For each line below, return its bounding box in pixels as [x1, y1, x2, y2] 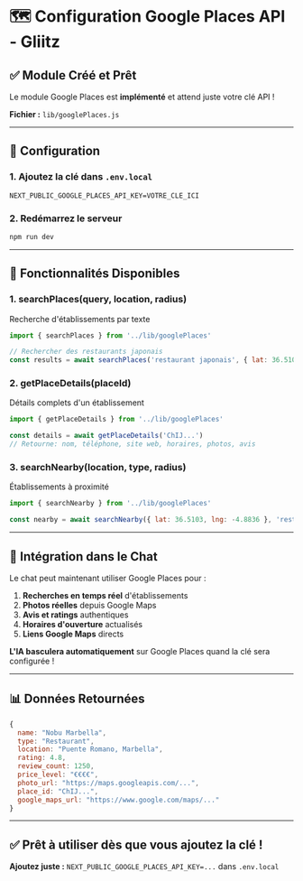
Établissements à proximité [9, 481, 110, 492]
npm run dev [9, 232, 54, 241]
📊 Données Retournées [9, 691, 146, 707]
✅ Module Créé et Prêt [9, 68, 137, 83]
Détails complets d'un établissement [9, 397, 144, 408]
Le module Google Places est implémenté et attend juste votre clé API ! [9, 91, 275, 102]
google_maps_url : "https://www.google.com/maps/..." [17, 795, 220, 804]
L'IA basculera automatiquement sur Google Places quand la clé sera [9, 645, 271, 656]
